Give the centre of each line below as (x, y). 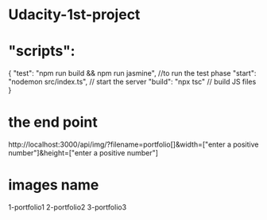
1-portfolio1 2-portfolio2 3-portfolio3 (68, 207)
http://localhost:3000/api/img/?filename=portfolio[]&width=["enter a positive (133, 144)
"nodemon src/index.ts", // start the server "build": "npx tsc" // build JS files (132, 82)
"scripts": (42, 51)
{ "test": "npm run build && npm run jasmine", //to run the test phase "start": (132, 73)
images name (54, 185)
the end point (53, 122)
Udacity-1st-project (74, 15)
